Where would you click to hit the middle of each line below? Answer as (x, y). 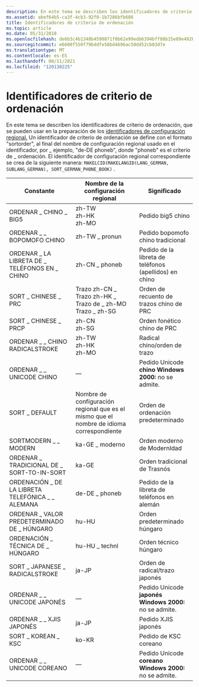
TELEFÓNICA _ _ (32, 497)
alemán (149, 505)
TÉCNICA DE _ (29, 546)
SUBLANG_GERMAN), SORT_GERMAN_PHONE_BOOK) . (61, 169)
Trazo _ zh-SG (96, 312)
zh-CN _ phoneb (99, 265)
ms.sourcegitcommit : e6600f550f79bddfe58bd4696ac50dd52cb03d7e (86, 45)
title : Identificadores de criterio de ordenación (70, 23)
